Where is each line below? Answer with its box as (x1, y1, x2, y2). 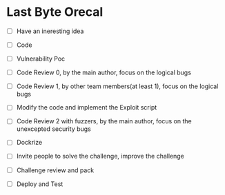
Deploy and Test (16, 180, 63, 188)
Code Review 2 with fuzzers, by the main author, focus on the (16, 117, 192, 125)
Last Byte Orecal (6, 4, 104, 20)
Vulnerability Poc (16, 54, 66, 63)
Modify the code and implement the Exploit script (16, 103, 157, 112)
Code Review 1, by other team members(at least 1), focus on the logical (16, 82, 219, 90)
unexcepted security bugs (16, 125, 91, 133)
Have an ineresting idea (16, 27, 84, 35)
